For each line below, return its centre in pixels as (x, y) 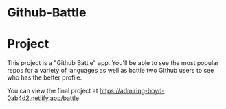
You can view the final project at (53, 91)
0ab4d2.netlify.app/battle (43, 98)
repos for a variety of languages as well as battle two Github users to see (111, 71)
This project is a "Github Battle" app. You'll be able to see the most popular (113, 63)
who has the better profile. (45, 77)
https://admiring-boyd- (132, 91)
